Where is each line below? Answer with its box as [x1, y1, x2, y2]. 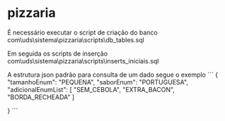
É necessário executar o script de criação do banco [7, 28, 158, 37]
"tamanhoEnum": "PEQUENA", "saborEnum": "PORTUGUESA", [7, 77, 189, 86]
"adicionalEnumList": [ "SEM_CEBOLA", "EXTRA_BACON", [7, 85, 175, 94]
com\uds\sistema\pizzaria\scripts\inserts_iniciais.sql [7, 56, 159, 65]
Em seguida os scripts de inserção [7, 49, 108, 58]
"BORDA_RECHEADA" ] [7, 93, 75, 101]
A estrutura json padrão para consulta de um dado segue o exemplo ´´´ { [7, 70, 218, 79]
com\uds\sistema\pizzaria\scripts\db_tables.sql [7, 35, 145, 44]
